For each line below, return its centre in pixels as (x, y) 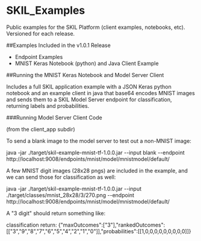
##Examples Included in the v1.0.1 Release (59, 45)
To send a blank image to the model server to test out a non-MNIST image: (99, 141)
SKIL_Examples (46, 11)
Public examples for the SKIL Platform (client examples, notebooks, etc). (96, 27)
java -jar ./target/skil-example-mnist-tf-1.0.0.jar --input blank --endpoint (95, 152)
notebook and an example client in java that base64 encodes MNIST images (101, 93)
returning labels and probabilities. (48, 105)
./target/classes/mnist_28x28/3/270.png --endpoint (70, 195)
